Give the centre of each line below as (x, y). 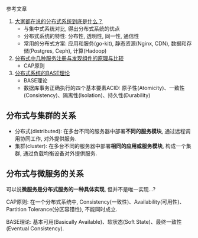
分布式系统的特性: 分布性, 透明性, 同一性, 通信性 (81, 36)
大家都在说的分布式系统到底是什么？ (59, 21)
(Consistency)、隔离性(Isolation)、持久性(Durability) (87, 95)
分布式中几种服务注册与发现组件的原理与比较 (69, 58)
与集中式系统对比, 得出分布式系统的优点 (72, 29)
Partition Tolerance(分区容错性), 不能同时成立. (62, 209)
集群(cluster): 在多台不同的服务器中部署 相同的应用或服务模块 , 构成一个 (100, 146)
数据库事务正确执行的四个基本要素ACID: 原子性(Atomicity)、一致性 (104, 88)
